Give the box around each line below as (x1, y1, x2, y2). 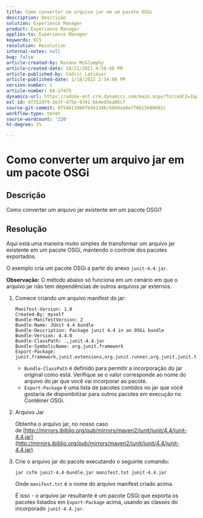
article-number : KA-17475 (6, 88, 71, 94)
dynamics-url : (6, 93, 42, 99)
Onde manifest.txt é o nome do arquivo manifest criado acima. (14, 480, 174, 487)
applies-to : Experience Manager (6, 32, 88, 38)
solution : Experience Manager (6, 20, 83, 26)
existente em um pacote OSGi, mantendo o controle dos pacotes (6, 246, 167, 254)
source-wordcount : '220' (6, 116, 69, 122)
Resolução (6, 224, 47, 234)
